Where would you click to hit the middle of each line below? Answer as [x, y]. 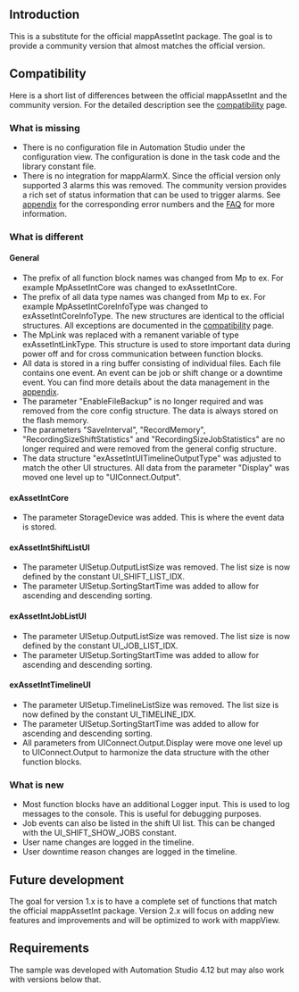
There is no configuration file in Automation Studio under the [133, 147]
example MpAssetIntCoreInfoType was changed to [115, 306]
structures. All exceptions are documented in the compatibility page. [148, 326]
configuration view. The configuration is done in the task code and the [151, 156]
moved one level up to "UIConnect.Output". [101, 478]
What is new [37, 785]
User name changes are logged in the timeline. [108, 842]
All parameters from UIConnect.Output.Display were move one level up [152, 742]
